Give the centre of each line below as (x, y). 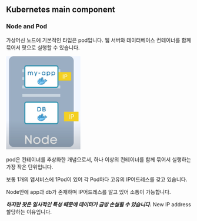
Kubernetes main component (61, 10)
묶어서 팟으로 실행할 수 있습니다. (43, 47)
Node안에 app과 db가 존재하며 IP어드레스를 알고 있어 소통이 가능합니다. (89, 192)
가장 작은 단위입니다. (30, 167)
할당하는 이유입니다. (29, 212)
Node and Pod (27, 27)
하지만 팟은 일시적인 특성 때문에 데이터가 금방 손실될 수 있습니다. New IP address (98, 204)
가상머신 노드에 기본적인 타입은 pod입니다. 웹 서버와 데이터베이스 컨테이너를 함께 (98, 40)
